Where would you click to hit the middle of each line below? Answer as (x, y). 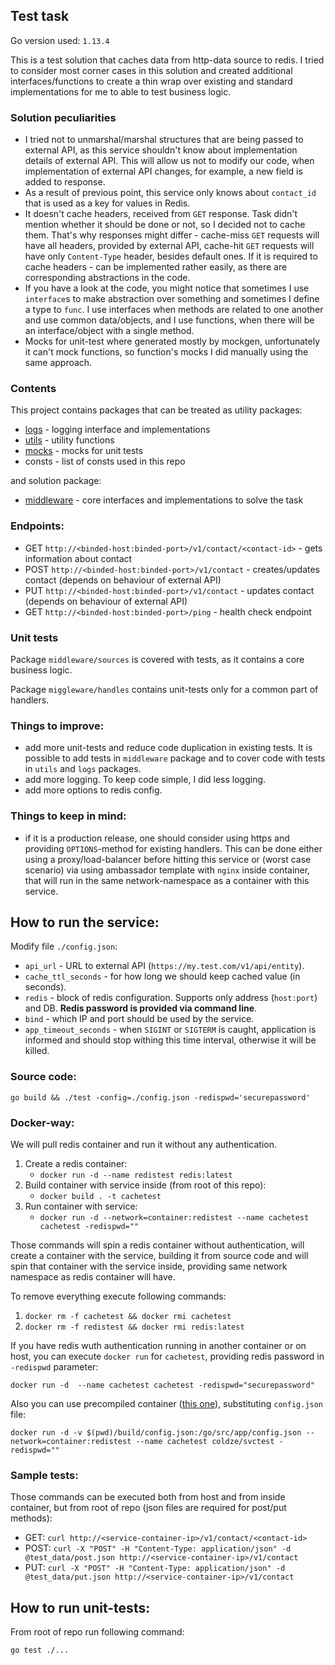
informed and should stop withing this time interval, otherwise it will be (170, 1040)
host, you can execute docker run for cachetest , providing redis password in (167, 1356)
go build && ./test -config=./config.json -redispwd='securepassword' (160, 1097)
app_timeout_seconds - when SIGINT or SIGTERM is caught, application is (170, 1030)
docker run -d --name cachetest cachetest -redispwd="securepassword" (162, 1385)
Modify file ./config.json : (64, 946)
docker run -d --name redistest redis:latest (136, 1175)
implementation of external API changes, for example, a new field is (163, 171)
